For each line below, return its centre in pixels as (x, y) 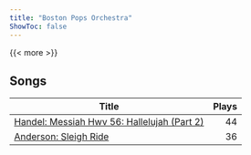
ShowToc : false (38, 26)
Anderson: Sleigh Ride (62, 137)
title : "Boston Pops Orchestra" (71, 18)
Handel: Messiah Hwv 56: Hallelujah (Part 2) (109, 122)
